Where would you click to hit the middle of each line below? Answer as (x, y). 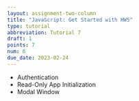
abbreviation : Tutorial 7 (44, 32)
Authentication (38, 77)
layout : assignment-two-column (52, 13)
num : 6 (16, 52)
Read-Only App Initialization (56, 84)
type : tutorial (29, 26)
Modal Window (38, 91)
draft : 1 (20, 39)
